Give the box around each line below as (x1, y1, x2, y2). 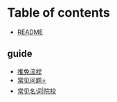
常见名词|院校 (17, 87, 57, 95)
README (17, 28, 44, 36)
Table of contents (7, 5, 111, 21)
